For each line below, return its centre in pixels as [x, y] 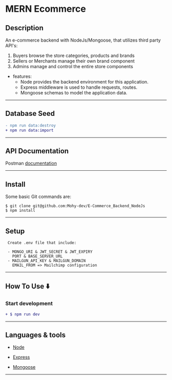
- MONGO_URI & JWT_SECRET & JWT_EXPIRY [50, 252]
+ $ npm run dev [23, 314]
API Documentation [37, 151]
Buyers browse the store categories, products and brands [73, 55]
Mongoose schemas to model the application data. [74, 93]
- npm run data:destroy [31, 125]
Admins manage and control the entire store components [73, 66]
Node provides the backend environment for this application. [84, 82]
